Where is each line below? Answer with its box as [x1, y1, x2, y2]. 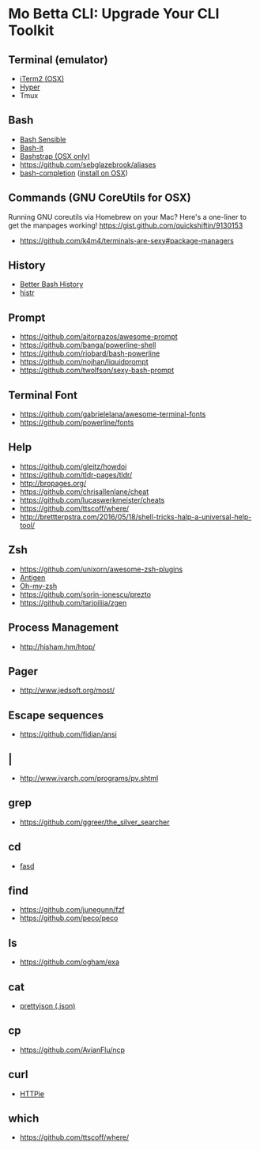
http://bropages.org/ [19, 478, 87, 488]
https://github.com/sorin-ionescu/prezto [19, 590, 152, 599]
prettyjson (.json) [19, 1001, 76, 1010]
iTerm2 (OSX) [19, 74, 65, 83]
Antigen [19, 572, 46, 582]
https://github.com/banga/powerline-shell [19, 341, 156, 350]
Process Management [8, 621, 119, 635]
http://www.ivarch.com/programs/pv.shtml [19, 773, 159, 782]
